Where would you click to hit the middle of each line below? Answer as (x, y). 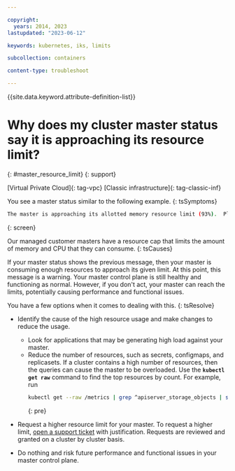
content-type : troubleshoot (48, 71)
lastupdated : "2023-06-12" (47, 33)
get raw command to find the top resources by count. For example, (124, 377)
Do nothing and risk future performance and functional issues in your (117, 453)
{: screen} (22, 227)
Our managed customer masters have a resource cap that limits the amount (116, 241)
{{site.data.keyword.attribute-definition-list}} (72, 97)
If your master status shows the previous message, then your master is (109, 262)
